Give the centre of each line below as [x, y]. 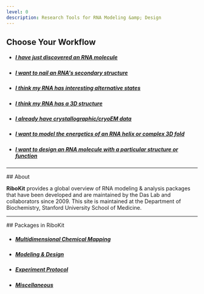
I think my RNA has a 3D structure [59, 103]
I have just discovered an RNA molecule [66, 58]
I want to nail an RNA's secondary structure [72, 73]
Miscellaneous [34, 285]
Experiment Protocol [42, 270]
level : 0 [17, 12]
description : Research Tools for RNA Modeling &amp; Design [84, 18]
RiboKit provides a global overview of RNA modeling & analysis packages [98, 189]
